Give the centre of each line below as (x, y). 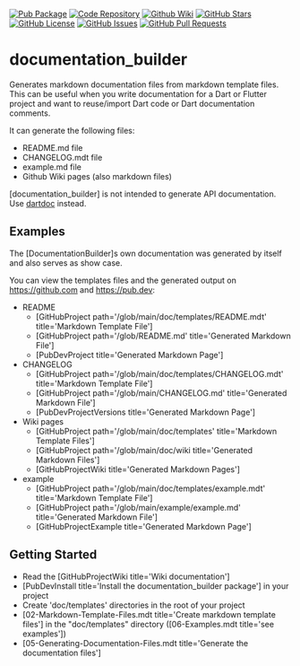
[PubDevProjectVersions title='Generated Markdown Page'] (146, 412)
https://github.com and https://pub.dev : (82, 289)
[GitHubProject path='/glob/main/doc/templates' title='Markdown (156, 431)
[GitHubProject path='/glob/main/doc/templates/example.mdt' (150, 488)
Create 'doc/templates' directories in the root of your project (133, 605)
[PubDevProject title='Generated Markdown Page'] (129, 355)
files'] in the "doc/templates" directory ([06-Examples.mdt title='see (148, 624)
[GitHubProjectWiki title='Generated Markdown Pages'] (137, 469)
